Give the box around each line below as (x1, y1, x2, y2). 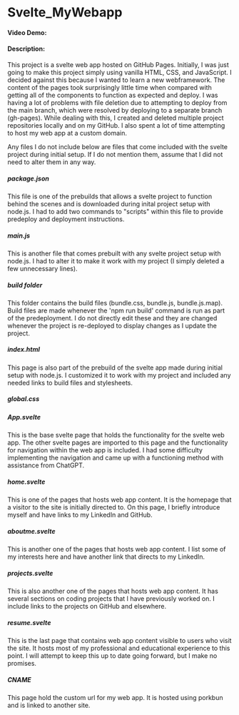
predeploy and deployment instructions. (7, 215, 125, 223)
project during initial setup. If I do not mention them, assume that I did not (7, 150, 223, 158)
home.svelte (7, 477, 46, 486)
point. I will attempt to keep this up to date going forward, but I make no (7, 651, 218, 660)
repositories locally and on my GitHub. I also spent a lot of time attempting (7, 121, 225, 129)
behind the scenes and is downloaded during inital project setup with (7, 199, 210, 208)
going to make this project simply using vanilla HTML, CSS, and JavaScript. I (7, 68, 232, 76)
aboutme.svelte (7, 527, 56, 535)
